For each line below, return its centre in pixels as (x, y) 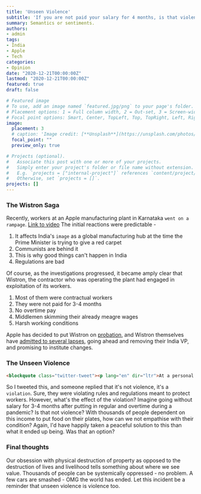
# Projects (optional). (36, 156)
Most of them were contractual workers (63, 298)
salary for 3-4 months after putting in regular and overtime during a (89, 406)
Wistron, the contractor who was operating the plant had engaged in (90, 280)
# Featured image (28, 101)
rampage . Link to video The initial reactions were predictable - (81, 224)
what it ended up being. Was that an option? (60, 432)
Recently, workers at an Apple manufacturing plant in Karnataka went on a (98, 218)
